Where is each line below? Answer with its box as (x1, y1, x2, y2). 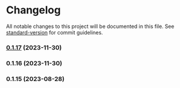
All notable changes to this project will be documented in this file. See (6, 23, 175, 30)
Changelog (6, 3, 61, 17)
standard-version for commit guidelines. (6, 29, 103, 36)
